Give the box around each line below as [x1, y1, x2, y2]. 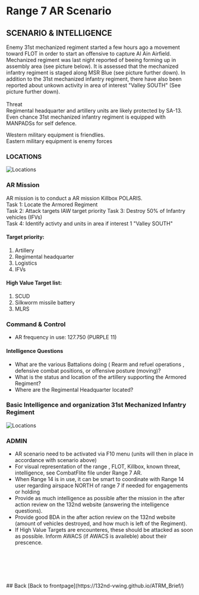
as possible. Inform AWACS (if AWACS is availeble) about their [14, 532, 168, 540]
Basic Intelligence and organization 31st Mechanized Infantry [6, 401, 187, 409]
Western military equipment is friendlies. [6, 131, 105, 138]
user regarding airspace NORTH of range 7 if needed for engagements [14, 482, 188, 489]
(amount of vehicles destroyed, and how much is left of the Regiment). [14, 520, 188, 527]
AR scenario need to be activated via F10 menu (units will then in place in [14, 450, 194, 457]
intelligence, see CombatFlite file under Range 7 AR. [14, 469, 143, 476]
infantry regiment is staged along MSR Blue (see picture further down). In [6, 69, 186, 76]
